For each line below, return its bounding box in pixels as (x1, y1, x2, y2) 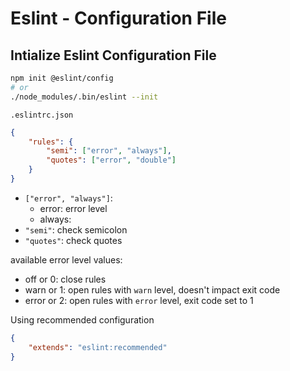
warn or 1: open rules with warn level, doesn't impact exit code (24, 283, 281, 296)
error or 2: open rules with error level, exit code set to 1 (24, 294, 254, 306)
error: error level (39, 202, 108, 214)
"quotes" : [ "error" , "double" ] (46, 155, 177, 166)
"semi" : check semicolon (24, 223, 128, 236)
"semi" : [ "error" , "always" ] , (46, 146, 172, 156)
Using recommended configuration (10, 313, 155, 326)
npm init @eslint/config (10, 73, 114, 83)
